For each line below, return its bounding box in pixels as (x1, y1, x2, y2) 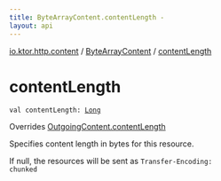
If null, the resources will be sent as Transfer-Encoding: (9, 156, 213, 167)
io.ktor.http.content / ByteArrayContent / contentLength (9, 45, 212, 56)
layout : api (9, 21, 53, 30)
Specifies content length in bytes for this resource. (9, 138, 194, 149)
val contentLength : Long (9, 106, 101, 115)
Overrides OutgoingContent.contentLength (9, 122, 166, 132)
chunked (9, 165, 38, 174)
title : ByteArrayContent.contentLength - (9, 12, 165, 22)
